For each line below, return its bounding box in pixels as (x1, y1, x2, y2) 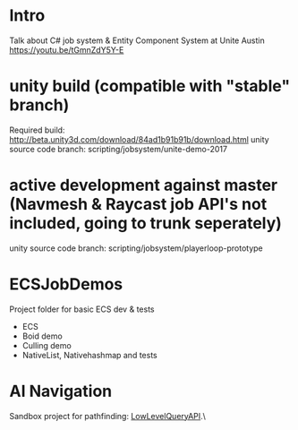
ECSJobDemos (9, 274, 123, 294)
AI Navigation (9, 381, 113, 401)
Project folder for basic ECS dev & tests (9, 304, 155, 314)
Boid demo (21, 331, 63, 341)
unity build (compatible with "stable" (9, 76, 291, 97)
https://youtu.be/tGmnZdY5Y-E (9, 44, 124, 55)
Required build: (9, 125, 65, 135)
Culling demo (21, 340, 72, 350)
